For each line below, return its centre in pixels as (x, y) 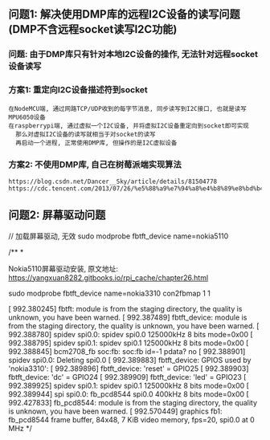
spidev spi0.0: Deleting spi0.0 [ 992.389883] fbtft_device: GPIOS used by (130, 360)
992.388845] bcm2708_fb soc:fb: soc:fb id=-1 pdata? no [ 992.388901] (127, 351)
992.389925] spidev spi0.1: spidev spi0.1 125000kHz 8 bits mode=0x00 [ (129, 385)
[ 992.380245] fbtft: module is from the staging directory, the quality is (125, 308)
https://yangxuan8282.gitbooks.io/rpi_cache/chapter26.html (108, 277)
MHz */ (20, 428)
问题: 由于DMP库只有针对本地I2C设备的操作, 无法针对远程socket (133, 55)
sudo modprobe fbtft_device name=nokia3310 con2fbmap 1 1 (110, 293)
